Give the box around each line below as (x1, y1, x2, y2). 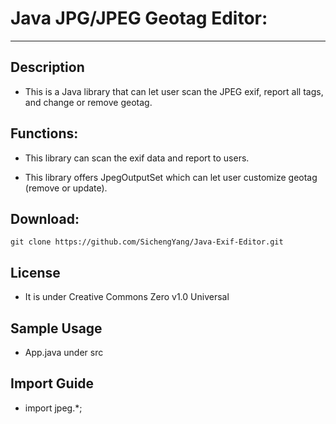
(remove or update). (24, 182, 108, 194)
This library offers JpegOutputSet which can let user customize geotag (24, 171, 318, 183)
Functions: (10, 125, 79, 142)
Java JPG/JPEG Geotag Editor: (10, 7, 268, 30)
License (10, 264, 61, 281)
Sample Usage (10, 320, 103, 337)
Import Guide (10, 375, 95, 392)
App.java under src (24, 347, 104, 358)
